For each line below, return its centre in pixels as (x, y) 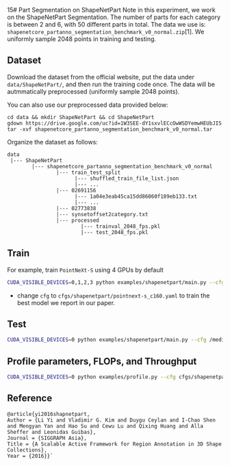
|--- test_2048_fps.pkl (114, 232)
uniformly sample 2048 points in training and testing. (81, 39)
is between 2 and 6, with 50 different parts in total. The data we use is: (106, 24)
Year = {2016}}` (30, 456)
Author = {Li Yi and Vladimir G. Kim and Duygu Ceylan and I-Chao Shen (111, 420)
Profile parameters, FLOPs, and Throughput (102, 361)
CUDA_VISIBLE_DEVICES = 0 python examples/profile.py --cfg (91, 377)
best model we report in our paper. (66, 302)
